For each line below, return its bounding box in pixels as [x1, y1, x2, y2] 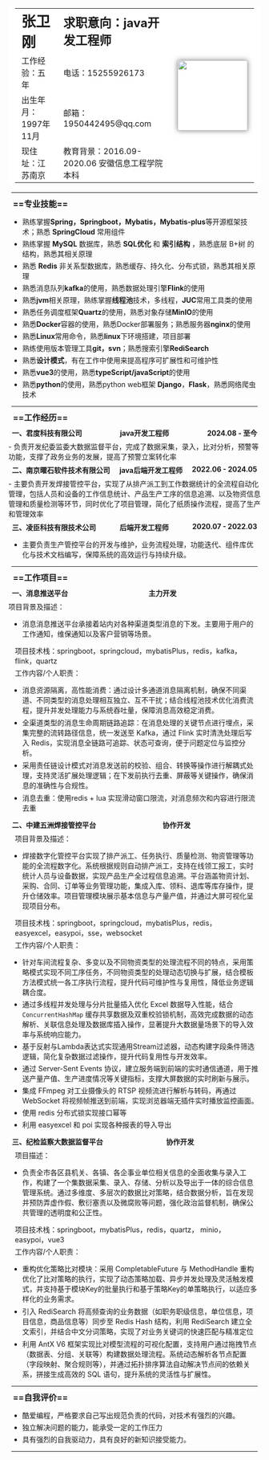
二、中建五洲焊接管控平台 [11, 821, 96, 830]
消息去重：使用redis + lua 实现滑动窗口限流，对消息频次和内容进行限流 [22, 793, 255, 802]
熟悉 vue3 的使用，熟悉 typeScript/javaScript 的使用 [22, 368, 191, 377]
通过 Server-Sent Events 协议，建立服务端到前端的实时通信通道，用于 [22, 1064, 252, 1073]
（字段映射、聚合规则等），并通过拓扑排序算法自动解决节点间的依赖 [22, 1360, 243, 1368]
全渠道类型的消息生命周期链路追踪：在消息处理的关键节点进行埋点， [22, 718, 247, 728]
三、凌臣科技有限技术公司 [11, 523, 96, 532]
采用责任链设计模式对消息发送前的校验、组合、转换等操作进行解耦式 [22, 761, 247, 770]
